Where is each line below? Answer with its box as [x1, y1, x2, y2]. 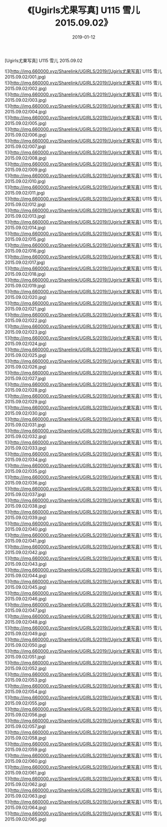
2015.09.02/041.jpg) [5, 538, 46, 544]
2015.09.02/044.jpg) [5, 572, 47, 578]
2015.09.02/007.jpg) [5, 143, 46, 149]
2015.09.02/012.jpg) [5, 201, 46, 207]
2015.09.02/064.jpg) [5, 804, 47, 810]
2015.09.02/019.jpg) [5, 282, 46, 288]
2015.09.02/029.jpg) [5, 398, 47, 404]
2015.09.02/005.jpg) [5, 120, 47, 126]
